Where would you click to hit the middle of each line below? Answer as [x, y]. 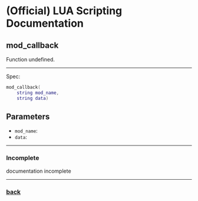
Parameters [28, 117]
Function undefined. [30, 59]
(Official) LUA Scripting [64, 11]
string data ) [33, 98]
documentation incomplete [39, 171]
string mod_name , [38, 93]
